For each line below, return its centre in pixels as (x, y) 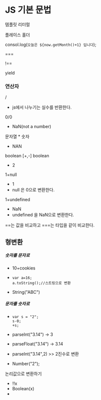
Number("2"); (26, 363)
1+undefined (18, 200)
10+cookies (24, 268)
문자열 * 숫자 (17, 136)
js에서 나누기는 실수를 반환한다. (42, 107)
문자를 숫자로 (18, 304)
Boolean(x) (23, 388)
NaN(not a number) (31, 127)
